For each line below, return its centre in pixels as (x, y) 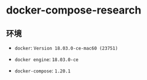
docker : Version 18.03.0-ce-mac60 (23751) (66, 48)
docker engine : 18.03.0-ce (46, 59)
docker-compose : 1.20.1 (42, 71)
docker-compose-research (74, 10)
